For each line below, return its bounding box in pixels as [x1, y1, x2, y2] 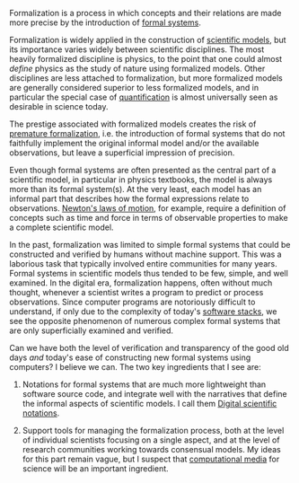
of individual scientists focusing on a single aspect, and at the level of [22, 435, 280, 445]
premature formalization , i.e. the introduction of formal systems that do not [9, 128, 286, 138]
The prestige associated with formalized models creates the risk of [9, 119, 257, 129]
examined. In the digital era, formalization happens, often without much [9, 277, 273, 288]
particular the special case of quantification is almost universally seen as [9, 92, 278, 102]
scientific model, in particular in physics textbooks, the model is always [9, 174, 273, 185]
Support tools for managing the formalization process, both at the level [22, 426, 285, 435]
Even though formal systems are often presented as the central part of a [9, 165, 277, 175]
